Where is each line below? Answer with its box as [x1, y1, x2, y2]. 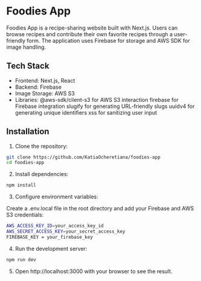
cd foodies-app [6, 160, 45, 166]
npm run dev [6, 256, 36, 263]
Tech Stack [6, 61, 49, 71]
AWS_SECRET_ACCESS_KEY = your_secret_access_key [6, 229, 126, 235]
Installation [6, 127, 49, 137]
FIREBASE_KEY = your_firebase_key [6, 234, 94, 240]
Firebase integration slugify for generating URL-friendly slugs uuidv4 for [14, 103, 195, 110]
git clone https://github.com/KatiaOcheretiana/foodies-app [6, 154, 161, 160]
